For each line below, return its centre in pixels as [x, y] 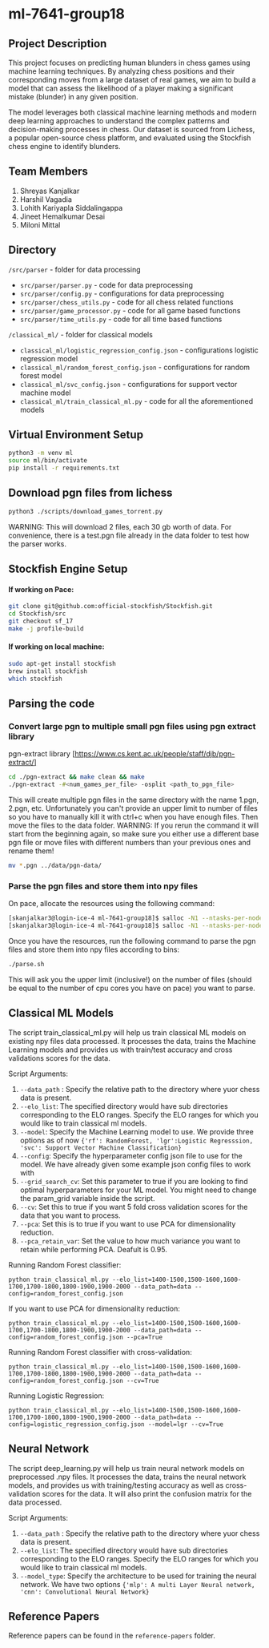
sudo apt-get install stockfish [62, 664]
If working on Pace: [41, 589]
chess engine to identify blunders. [65, 146]
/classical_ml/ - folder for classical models [81, 334]
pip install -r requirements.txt [64, 468]
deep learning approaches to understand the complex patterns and [119, 121]
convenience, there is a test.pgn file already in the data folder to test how [129, 535]
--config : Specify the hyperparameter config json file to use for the [131, 1155]
